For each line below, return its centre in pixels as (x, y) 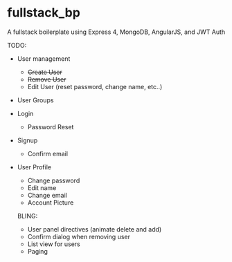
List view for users (54, 244)
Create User (45, 72)
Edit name (42, 187)
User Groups (35, 100)
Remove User (47, 79)
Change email (47, 195)
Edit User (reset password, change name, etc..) (95, 86)
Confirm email (47, 153)
